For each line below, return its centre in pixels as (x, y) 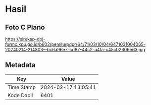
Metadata (20, 65)
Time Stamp (22, 87)
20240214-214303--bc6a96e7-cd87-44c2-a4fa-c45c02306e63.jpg (75, 50)
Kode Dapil (20, 95)
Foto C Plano (25, 27)
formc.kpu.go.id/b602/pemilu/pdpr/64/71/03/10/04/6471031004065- (75, 44)
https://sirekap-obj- (25, 39)
